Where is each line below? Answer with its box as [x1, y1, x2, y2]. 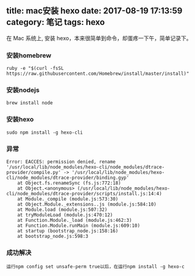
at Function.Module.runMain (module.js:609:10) [17, 223, 140, 229]
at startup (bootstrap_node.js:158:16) [17, 228, 119, 234]
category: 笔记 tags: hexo [6, 17, 105, 27]
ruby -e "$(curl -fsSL [6, 66, 64, 72]
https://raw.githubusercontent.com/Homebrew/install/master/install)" [6, 71, 190, 77]
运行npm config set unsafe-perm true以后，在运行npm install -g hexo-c [6, 264, 185, 270]
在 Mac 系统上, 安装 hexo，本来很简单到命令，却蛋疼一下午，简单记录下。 [6, 34, 192, 41]
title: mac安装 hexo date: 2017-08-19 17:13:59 [6, 5, 183, 16]
